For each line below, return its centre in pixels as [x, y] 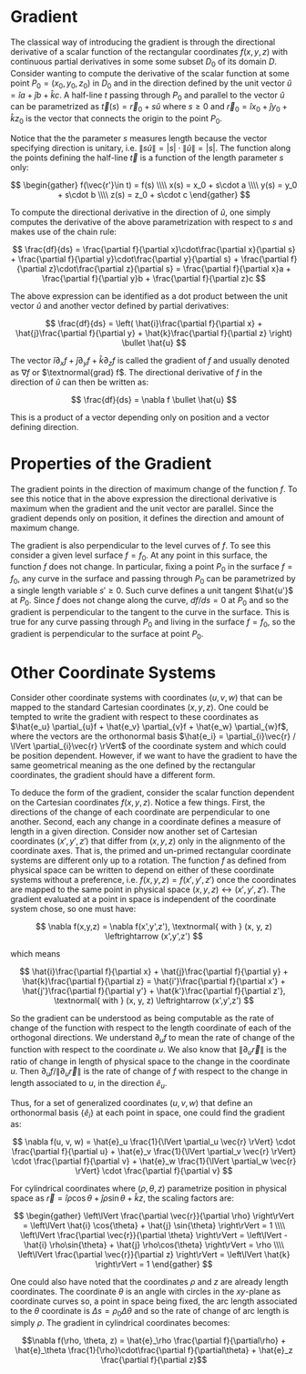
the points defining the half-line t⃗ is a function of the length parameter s [147, 158]
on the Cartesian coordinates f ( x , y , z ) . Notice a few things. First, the [138, 803]
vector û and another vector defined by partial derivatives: [120, 305]
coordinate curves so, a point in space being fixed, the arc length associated [154, 1301]
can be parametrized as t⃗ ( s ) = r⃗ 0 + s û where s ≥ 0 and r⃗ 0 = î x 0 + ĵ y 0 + [149, 108]
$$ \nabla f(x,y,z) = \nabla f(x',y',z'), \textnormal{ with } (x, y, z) [154, 927]
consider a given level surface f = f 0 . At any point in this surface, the [139, 556]
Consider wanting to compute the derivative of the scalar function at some [150, 73]
